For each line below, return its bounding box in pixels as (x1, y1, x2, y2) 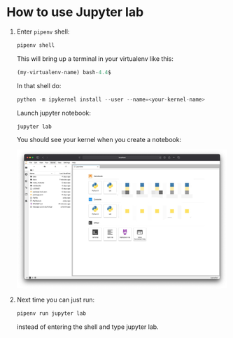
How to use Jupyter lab (6, 4, 144, 20)
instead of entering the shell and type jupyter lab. (16, 323, 159, 331)
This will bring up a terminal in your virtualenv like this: (16, 54, 174, 63)
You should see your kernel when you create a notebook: (16, 136, 182, 144)
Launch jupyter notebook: (16, 108, 92, 117)
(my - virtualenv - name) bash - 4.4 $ (16, 69, 111, 76)
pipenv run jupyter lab (16, 309, 87, 317)
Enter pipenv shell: (16, 27, 70, 36)
